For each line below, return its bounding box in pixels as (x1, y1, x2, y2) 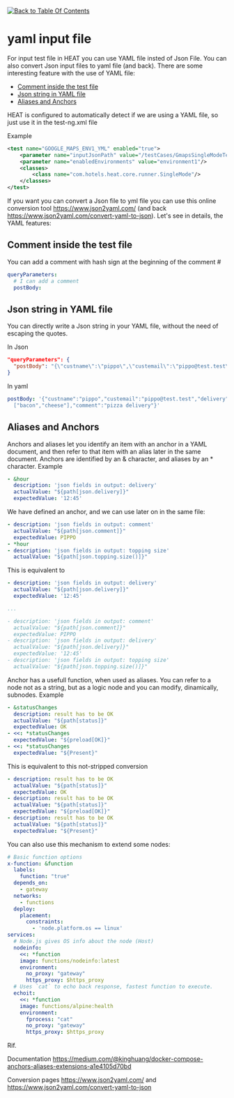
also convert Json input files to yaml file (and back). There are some (7, 61, 203, 70)
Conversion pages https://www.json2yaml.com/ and (7, 1076, 157, 1084)
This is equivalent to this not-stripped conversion (7, 762, 148, 770)
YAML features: (7, 219, 52, 227)
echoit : (13, 990, 36, 997)
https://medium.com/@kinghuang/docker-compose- (52, 1055, 203, 1063)
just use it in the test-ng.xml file (7, 118, 97, 126)
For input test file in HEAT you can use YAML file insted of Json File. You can (7, 54, 227, 62)
